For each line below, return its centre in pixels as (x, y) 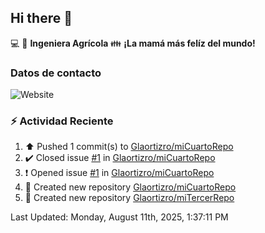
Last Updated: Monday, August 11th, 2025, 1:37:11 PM (119, 217)
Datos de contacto (56, 73)
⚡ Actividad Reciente (62, 121)
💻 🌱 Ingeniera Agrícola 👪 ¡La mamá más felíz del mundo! (133, 43)
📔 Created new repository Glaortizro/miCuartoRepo (130, 187)
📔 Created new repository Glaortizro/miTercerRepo (129, 198)
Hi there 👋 (41, 18)
